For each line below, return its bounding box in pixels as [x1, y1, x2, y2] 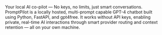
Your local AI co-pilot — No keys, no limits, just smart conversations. [5, 4, 142, 10]
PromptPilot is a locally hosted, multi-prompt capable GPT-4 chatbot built [5, 9, 153, 15]
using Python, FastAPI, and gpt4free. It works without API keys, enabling [5, 14, 151, 20]
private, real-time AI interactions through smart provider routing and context [5, 19, 158, 25]
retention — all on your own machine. [5, 24, 81, 30]
